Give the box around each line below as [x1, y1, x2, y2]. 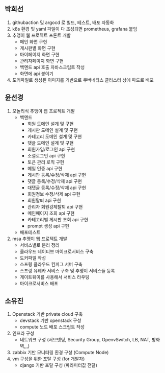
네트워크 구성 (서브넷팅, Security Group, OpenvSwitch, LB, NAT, [19, 337, 151, 343]
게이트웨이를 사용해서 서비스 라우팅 [19, 274, 90, 280]
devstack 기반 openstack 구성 [19, 317, 81, 323]
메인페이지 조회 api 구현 [27, 210, 75, 216]
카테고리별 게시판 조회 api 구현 [27, 216, 89, 222]
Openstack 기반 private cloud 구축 [12, 311, 83, 317]
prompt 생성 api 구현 [27, 223, 69, 229]
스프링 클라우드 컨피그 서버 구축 [19, 261, 82, 267]
